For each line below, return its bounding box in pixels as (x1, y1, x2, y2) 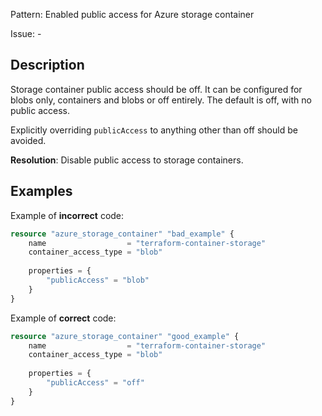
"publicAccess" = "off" (46, 378, 145, 388)
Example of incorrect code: (10, 209, 125, 221)
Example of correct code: (10, 312, 117, 324)
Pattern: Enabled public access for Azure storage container (10, 9, 255, 20)
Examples (10, 183, 73, 200)
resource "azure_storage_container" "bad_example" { (10, 229, 235, 239)
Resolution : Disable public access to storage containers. (10, 154, 244, 166)
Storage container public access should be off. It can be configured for (10, 83, 303, 95)
